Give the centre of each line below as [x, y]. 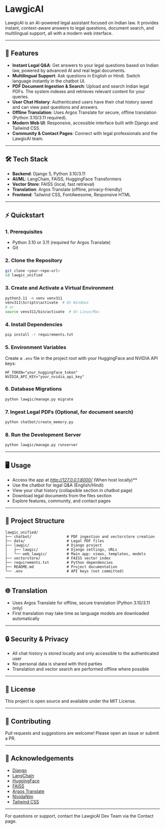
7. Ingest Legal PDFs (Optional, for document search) [69, 412]
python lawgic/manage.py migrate [39, 399]
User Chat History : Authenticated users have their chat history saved [82, 102]
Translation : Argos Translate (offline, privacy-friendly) [67, 189]
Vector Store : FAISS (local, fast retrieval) [53, 184]
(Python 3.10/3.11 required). [40, 117]
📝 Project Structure [35, 521]
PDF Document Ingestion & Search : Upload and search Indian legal [81, 86]
